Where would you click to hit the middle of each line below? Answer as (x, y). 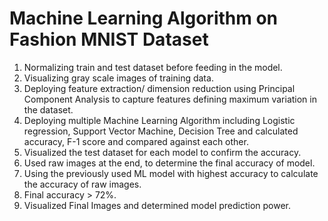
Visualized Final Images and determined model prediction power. (157, 205)
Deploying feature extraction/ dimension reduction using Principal (159, 88)
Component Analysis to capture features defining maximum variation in (170, 99)
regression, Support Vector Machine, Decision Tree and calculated (161, 131)
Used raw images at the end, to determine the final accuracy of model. (169, 163)
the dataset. (48, 109)
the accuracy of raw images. (82, 184)
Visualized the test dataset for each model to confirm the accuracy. (162, 152)
